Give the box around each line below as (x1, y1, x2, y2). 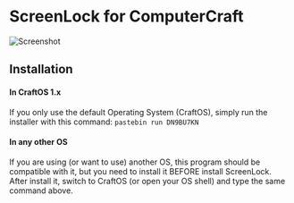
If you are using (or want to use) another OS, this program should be (9, 156, 261, 167)
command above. (9, 185, 73, 196)
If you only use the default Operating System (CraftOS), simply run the (9, 106, 268, 117)
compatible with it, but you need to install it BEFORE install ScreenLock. (9, 165, 273, 176)
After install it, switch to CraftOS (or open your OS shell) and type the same (9, 175, 286, 186)
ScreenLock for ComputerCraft (9, 6, 244, 27)
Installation (9, 62, 73, 77)
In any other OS (9, 137, 69, 148)
